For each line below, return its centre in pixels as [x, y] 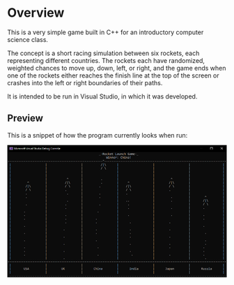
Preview [25, 118]
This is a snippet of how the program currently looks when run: [97, 135]
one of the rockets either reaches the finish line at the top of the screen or [113, 75]
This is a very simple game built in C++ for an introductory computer [106, 32]
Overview [36, 13]
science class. [28, 39]
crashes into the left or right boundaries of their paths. [85, 82]
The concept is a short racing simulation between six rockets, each [103, 53]
